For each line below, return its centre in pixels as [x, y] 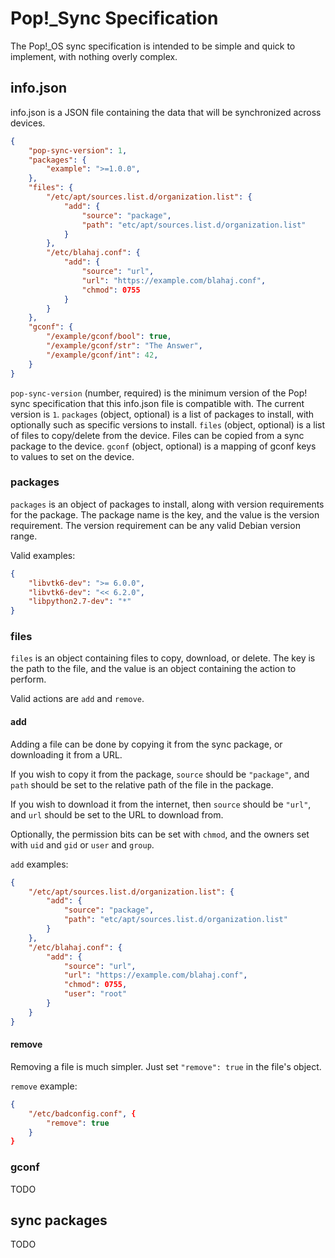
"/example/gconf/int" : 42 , [102, 355]
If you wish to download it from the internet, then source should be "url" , [161, 804]
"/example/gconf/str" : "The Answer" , [124, 346]
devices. [28, 123]
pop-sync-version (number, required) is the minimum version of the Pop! [159, 393]
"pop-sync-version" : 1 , [78, 150]
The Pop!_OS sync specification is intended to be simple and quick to [153, 46]
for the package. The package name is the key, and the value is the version [165, 514]
